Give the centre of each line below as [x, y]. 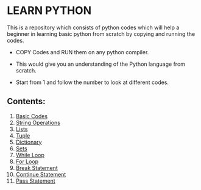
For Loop [27, 161]
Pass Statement [35, 181]
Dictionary [29, 142]
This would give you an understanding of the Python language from [100, 64]
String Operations [38, 122]
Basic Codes [32, 116]
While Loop [30, 155]
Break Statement [37, 167]
